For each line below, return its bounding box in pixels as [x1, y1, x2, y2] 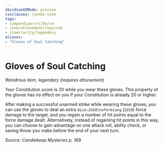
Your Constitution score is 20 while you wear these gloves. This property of [5, 86, 159, 92]
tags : [5, 16, 16, 21]
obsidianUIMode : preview [5, 7, 56, 12]
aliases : [5, 35, 23, 40]
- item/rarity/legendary [5, 30, 56, 35]
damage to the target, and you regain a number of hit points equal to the [5, 111, 152, 117]
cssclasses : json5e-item [5, 12, 56, 17]
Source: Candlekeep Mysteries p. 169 [5, 137, 81, 143]
